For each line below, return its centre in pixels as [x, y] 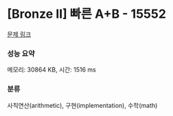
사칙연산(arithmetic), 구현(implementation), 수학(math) [82, 105]
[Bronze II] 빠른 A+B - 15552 [87, 14]
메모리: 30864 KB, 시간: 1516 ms [51, 70]
